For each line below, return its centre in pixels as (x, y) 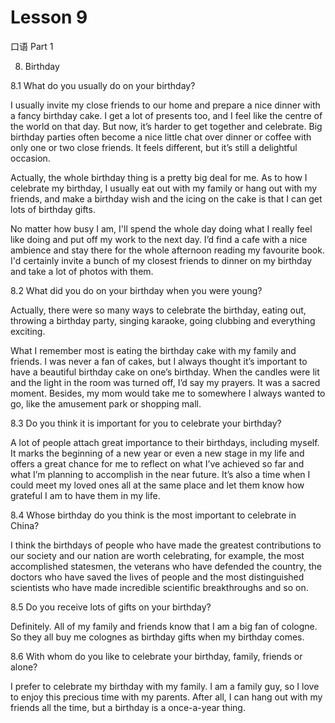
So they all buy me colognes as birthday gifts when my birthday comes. (157, 637)
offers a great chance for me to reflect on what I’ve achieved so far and (157, 463)
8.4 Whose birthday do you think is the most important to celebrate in (153, 515)
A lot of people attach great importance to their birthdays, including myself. (165, 442)
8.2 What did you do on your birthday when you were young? (136, 290)
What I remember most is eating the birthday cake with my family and (153, 350)
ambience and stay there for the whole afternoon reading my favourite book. (167, 250)
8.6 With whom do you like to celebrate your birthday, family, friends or (156, 656)
